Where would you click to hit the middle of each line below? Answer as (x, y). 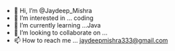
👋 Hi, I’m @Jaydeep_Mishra (53, 11)
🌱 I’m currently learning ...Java (57, 25)
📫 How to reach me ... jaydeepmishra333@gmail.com (91, 40)
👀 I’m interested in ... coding (54, 18)
